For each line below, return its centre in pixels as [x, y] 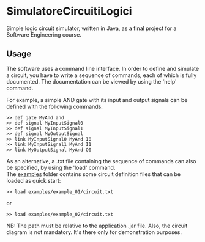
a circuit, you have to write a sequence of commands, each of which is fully [102, 75]
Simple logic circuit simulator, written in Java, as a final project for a [91, 28]
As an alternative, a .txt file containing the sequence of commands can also [101, 161]
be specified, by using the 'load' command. [61, 167]
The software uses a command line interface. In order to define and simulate [103, 68]
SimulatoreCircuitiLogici [69, 11]
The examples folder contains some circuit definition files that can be [94, 174]
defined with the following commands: [54, 106]
